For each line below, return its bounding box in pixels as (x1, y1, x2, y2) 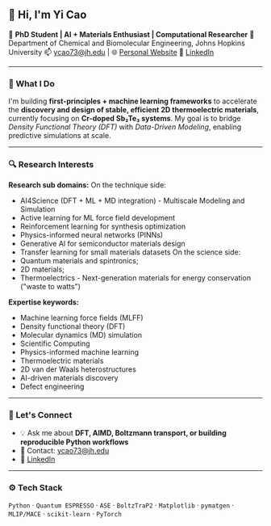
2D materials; (19, 264, 65, 275)
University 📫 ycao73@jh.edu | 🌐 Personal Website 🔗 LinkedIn (8, 47, 215, 57)
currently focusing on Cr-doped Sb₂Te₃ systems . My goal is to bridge (8, 114, 241, 124)
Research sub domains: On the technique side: (8, 180, 167, 190)
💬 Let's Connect (8, 410, 73, 421)
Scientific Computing (19, 339, 90, 348)
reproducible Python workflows (19, 437, 129, 447)
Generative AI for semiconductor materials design (19, 239, 186, 249)
